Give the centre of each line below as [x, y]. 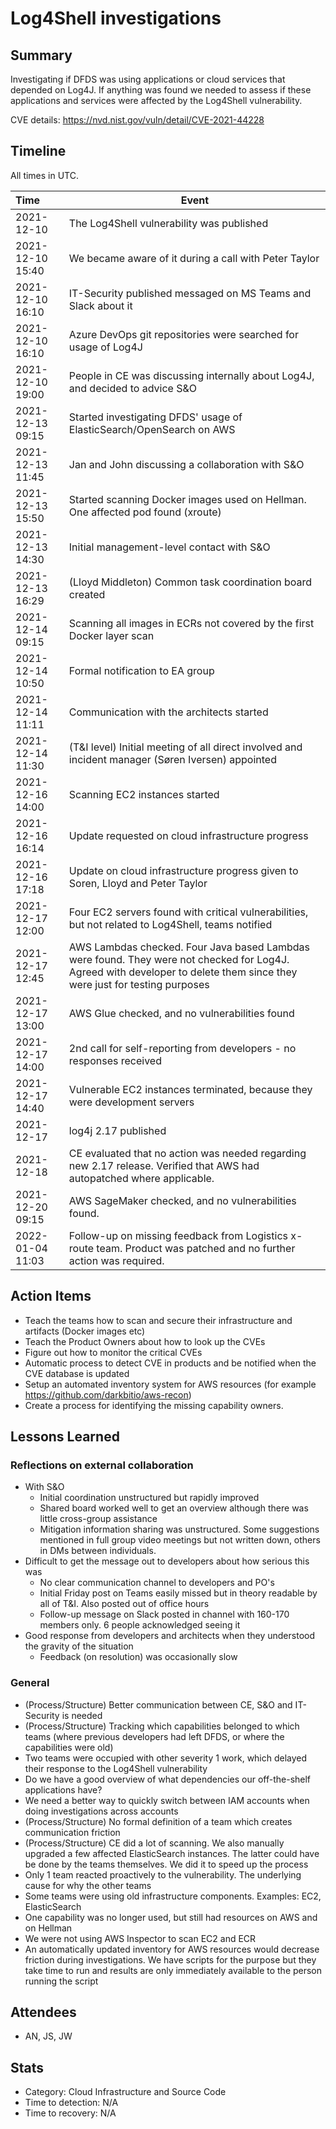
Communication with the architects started [168, 712]
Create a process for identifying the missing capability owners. [154, 1405]
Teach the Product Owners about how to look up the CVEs [145, 1341]
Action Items [51, 1296]
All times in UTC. [44, 175]
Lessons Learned [65, 1437]
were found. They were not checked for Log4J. [179, 959]
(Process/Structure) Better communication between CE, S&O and [158, 1704]
